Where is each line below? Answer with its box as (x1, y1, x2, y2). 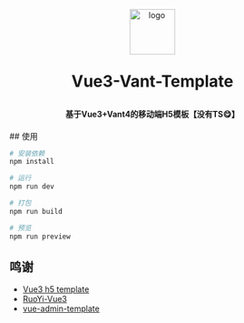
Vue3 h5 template (22, 284, 90, 295)
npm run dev (9, 182, 54, 191)
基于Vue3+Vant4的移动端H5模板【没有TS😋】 (64, 109, 240, 119)
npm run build (9, 207, 63, 216)
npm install (9, 157, 54, 167)
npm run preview (9, 232, 71, 241)
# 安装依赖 (9, 148, 45, 158)
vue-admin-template (22, 303, 100, 314)
